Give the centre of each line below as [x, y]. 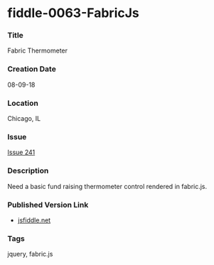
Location [23, 103]
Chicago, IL [24, 119]
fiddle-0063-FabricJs [74, 13]
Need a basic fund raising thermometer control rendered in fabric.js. [107, 186]
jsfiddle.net [34, 220]
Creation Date [32, 69]
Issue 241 [21, 152]
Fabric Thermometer [38, 50]
